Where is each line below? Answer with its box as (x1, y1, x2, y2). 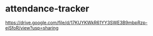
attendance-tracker (5, 3, 89, 14)
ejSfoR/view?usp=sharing (5, 24, 59, 30)
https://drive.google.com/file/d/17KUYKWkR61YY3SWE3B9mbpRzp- (5, 19, 148, 25)
